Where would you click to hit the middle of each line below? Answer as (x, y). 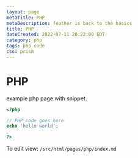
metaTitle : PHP (26, 18)
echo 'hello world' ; (33, 126)
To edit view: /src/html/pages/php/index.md (61, 149)
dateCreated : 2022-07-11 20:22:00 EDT (56, 35)
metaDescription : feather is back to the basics (69, 23)
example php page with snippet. (47, 98)
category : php (24, 40)
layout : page (23, 12)
